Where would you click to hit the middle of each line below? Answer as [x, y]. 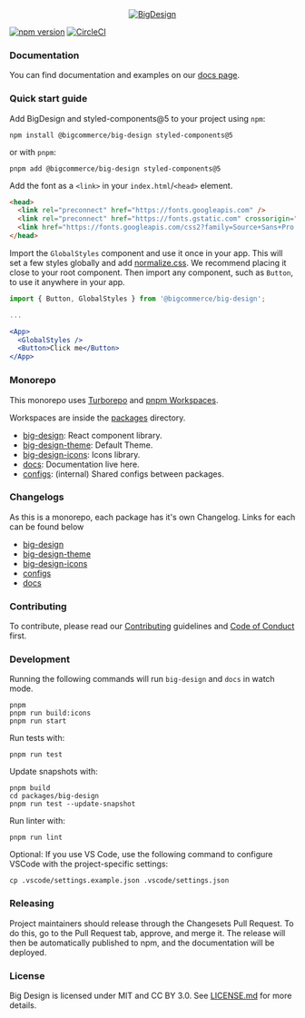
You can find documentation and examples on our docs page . [125, 75]
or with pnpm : [33, 152]
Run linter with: [38, 821]
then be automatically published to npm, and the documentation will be [142, 943]
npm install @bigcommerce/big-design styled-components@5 [121, 135]
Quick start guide [49, 99]
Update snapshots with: [54, 772]
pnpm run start [38, 721]
